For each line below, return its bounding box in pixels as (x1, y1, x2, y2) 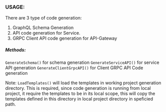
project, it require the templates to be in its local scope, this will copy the (5, 90, 155, 96)
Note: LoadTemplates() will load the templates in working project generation (5, 80, 161, 86)
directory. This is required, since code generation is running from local (5, 85, 151, 91)
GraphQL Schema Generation (12, 25, 74, 31)
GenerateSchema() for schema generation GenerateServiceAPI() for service (5, 59, 159, 66)
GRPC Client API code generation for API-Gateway (12, 35, 117, 41)
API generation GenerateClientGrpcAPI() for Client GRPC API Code (5, 65, 143, 71)
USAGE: (5, 4, 25, 11)
